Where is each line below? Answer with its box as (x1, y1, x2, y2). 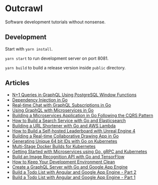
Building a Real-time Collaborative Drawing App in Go (12, 133, 119, 139)
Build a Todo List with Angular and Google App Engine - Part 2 (12, 169, 137, 175)
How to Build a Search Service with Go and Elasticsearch (12, 118, 126, 123)
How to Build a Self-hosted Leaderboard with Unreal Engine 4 (12, 128, 136, 134)
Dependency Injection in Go (12, 97, 68, 102)
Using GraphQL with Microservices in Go (12, 107, 94, 113)
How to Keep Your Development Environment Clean (12, 159, 115, 165)
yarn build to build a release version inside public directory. (5, 65, 126, 70)
